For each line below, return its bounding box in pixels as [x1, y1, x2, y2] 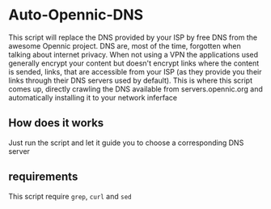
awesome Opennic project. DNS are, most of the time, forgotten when [8, 41, 241, 50]
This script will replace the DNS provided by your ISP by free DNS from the [8, 32, 257, 42]
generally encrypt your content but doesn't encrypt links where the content [8, 58, 260, 68]
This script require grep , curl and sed [8, 191, 132, 201]
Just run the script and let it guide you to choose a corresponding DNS [8, 138, 244, 147]
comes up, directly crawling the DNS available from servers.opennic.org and [8, 83, 263, 94]
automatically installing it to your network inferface [8, 92, 178, 102]
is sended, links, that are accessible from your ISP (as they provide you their [8, 66, 262, 76]
